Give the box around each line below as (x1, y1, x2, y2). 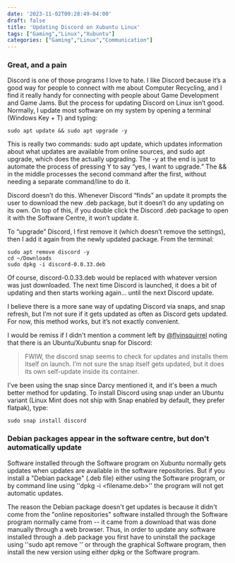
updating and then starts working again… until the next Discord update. (7, 288, 215, 297)
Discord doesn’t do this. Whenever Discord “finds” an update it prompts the (7, 191, 227, 200)
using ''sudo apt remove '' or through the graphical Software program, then (7, 540, 227, 549)
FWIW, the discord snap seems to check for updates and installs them (24, 352, 228, 361)
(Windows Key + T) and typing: (7, 114, 98, 123)
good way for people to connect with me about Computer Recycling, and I (7, 84, 222, 92)
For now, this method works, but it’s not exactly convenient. (7, 317, 180, 326)
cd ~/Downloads (7, 255, 52, 262)
